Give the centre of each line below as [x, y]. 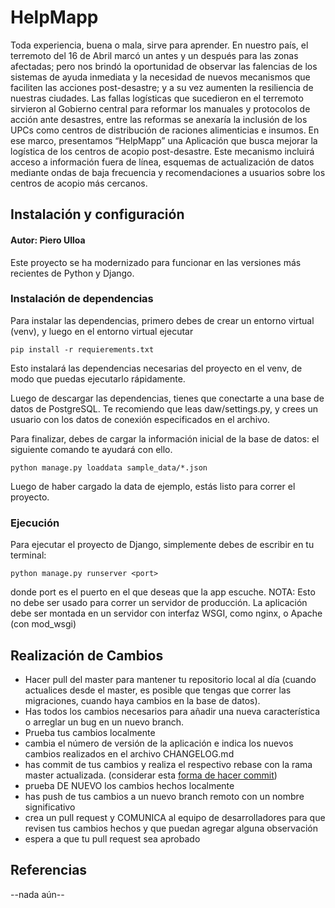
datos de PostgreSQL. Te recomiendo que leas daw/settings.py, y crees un [164, 408]
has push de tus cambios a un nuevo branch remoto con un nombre [164, 796]
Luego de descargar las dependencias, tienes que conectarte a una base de [167, 398]
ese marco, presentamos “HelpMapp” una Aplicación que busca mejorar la [164, 140]
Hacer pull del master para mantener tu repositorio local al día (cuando [170, 679]
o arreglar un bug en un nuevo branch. [104, 722]
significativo [50, 807]
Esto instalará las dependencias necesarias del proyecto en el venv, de [156, 368]
